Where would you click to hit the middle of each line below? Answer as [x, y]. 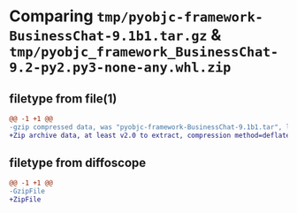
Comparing [51, 16]
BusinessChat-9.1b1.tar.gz [108, 37]
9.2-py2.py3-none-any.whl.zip [120, 68]
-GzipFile [27, 192]
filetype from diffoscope [78, 163]
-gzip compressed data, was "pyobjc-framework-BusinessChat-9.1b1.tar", [146, 127]
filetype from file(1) [63, 99]
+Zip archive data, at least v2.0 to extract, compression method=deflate [150, 135]
